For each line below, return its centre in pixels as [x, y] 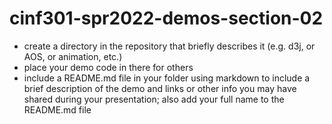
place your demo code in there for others [108, 67]
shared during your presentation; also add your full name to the [154, 99]
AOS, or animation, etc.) [73, 56]
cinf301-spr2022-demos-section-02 [166, 18]
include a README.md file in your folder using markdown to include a [167, 78]
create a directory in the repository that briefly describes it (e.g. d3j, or [169, 46]
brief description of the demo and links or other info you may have [160, 88]
